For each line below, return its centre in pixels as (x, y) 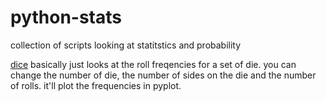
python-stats (66, 17)
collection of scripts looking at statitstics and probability (126, 45)
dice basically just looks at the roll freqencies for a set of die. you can (153, 64)
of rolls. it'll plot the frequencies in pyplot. (96, 85)
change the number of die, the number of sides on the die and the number (163, 75)
